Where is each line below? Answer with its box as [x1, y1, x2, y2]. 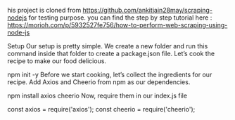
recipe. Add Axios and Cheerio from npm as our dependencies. [7, 78, 191, 86]
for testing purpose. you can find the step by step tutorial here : [28, 13, 212, 22]
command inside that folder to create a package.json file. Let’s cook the [7, 49, 215, 58]
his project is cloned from [7, 6, 82, 14]
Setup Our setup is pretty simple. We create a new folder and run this [7, 42, 208, 50]
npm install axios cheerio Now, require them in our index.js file [7, 91, 188, 100]
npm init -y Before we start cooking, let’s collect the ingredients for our [7, 70, 212, 79]
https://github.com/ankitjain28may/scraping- [82, 6, 213, 14]
